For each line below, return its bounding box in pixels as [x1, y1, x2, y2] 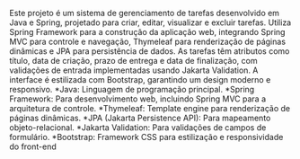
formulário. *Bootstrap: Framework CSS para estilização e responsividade [9, 132, 284, 142]
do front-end [9, 141, 57, 152]
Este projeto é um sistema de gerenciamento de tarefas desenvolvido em [9, 8, 280, 18]
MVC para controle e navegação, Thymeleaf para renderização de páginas [9, 36, 286, 47]
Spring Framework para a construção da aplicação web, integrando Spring [9, 27, 286, 37]
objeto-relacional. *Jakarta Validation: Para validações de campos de [9, 122, 267, 133]
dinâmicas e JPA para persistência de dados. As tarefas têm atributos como [9, 46, 290, 57]
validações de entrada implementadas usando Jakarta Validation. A [9, 65, 259, 75]
